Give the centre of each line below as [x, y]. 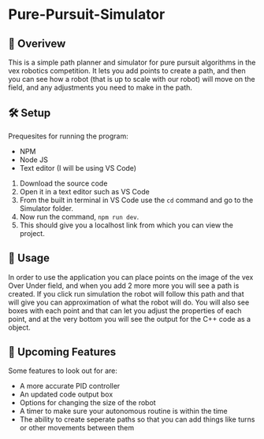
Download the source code [63, 183]
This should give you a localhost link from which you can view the [126, 225]
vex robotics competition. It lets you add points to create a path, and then [127, 71]
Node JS [34, 160]
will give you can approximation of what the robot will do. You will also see [129, 302]
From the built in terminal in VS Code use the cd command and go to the [136, 200]
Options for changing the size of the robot [87, 403]
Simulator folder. [46, 208]
